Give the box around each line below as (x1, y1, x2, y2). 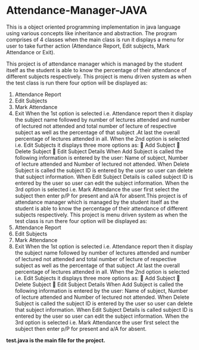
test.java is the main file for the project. (6, 336, 105, 343)
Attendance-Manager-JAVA (6, 4, 148, 17)
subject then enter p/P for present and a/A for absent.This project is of (14, 192, 188, 199)
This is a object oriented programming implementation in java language (6, 23, 181, 30)
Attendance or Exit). (6, 48, 55, 55)
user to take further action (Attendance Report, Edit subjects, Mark (6, 42, 170, 49)
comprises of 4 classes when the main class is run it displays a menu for (6, 36, 185, 43)
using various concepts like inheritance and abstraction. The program (6, 29, 177, 36)
